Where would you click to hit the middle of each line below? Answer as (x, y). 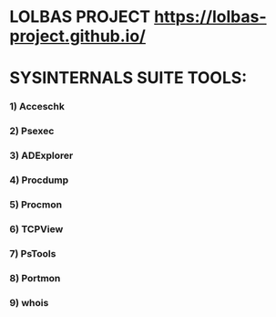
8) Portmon (35, 278)
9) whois (29, 302)
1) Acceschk (37, 107)
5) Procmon (36, 205)
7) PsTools (33, 253)
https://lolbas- (210, 17)
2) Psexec (32, 132)
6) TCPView (36, 228)
